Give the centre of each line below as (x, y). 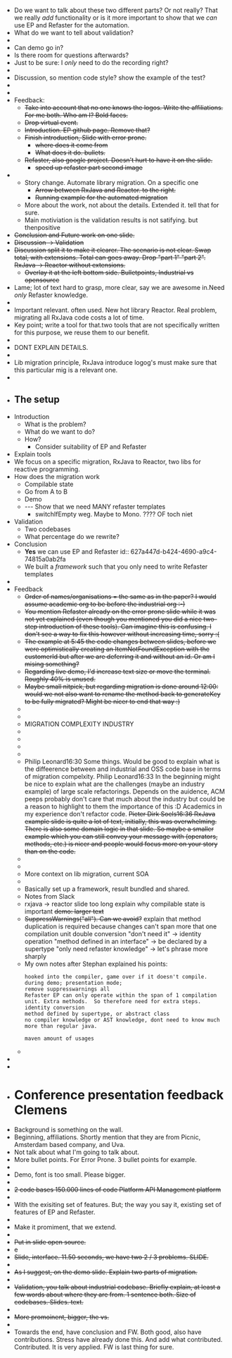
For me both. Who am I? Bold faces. (76, 115)
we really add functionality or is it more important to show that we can (116, 18)
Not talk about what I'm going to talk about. (76, 1152)
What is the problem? (55, 424)
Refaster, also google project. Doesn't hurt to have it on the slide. (118, 160)
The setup (37, 400)
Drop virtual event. (51, 122)
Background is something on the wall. (68, 1129)
